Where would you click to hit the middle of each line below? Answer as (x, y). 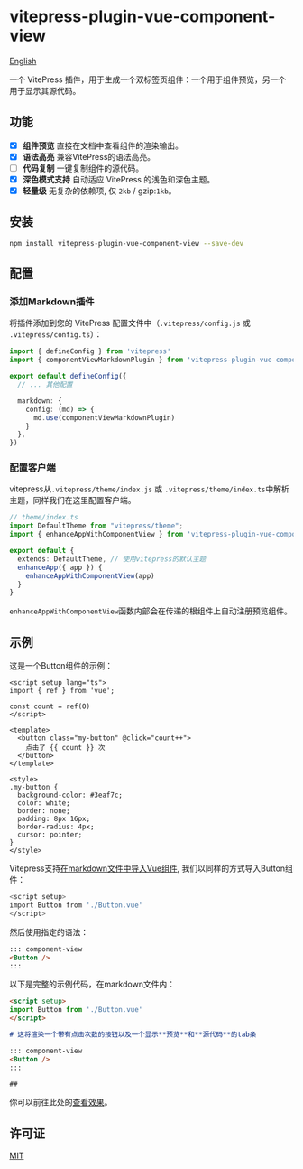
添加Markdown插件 (52, 302)
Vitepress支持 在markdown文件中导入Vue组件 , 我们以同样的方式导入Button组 (151, 868)
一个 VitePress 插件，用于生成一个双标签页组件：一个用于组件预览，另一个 (148, 79)
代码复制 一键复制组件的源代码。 (83, 168)
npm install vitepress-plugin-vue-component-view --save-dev (127, 243)
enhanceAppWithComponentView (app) (90, 575)
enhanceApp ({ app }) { (60, 567)
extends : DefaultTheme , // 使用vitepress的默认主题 (112, 559)
